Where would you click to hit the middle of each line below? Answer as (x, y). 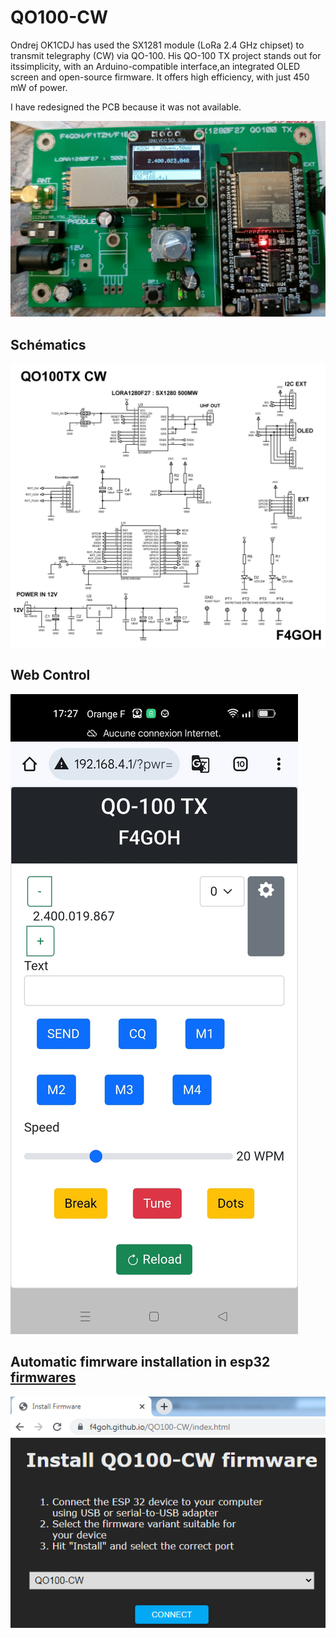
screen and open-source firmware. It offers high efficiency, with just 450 (160, 77)
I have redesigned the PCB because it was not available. (126, 107)
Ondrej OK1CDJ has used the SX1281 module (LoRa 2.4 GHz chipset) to (157, 45)
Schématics (48, 344)
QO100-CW (59, 17)
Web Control (50, 675)
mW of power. (39, 87)
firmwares (43, 1377)
